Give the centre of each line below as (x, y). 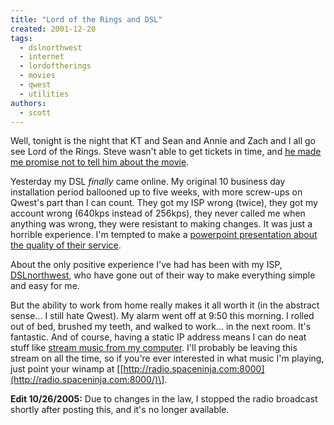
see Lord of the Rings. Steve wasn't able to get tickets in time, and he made (166, 152)
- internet (42, 57)
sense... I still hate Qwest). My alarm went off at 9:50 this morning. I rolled (162, 316)
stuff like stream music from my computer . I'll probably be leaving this (154, 348)
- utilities (44, 94)
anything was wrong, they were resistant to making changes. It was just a (161, 224)
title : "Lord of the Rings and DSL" (86, 19)
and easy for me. (45, 286)
